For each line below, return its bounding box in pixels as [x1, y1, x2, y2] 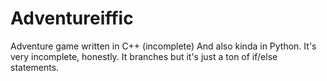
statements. [10, 61, 60, 73]
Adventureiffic [10, 7, 134, 30]
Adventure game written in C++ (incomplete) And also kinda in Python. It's [10, 40, 317, 52]
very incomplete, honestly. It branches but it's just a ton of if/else [10, 50, 278, 62]
